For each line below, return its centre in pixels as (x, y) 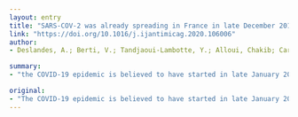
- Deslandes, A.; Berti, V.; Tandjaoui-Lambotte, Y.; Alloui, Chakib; (142, 51)
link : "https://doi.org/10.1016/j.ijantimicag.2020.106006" (123, 34)
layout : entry (35, 17)
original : (27, 90)
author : (24, 42)
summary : (25, 66)
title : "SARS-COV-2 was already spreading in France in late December (142, 26)
